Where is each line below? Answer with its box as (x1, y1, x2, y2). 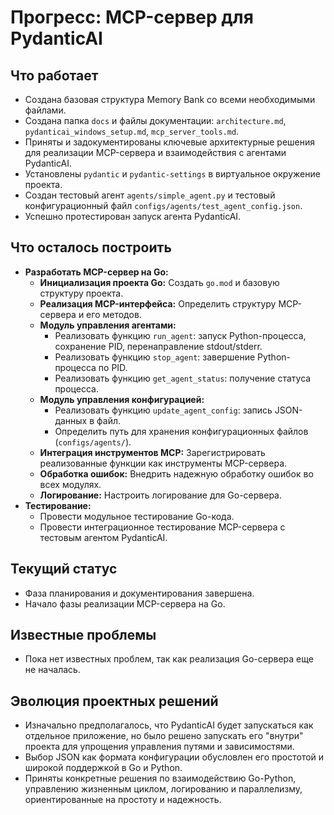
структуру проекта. (39, 287, 124, 299)
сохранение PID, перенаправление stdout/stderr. (54, 340, 263, 352)
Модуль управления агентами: (39, 319, 177, 331)
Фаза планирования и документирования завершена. (24, 587, 255, 599)
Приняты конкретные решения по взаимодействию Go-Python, (24, 772, 297, 785)
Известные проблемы (10, 627, 157, 644)
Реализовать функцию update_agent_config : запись (54, 404, 273, 416)
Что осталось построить (10, 239, 172, 256)
